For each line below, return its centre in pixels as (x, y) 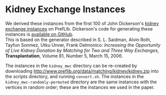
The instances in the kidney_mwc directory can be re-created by (71, 66)
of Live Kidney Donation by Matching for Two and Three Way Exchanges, (82, 50)
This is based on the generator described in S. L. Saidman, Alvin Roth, (78, 40)
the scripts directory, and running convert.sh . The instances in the (75, 76)
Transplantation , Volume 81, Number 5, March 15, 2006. (64, 56)
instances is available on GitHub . (39, 34)
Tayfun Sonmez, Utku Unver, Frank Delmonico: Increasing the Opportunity (83, 45)
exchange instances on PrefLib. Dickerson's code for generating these (79, 28)
